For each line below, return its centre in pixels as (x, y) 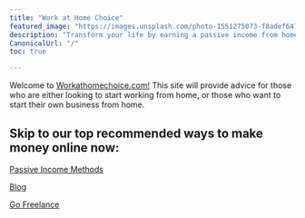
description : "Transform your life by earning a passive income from (144, 35)
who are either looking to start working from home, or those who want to (145, 95)
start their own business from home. (77, 104)
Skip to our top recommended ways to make (136, 133)
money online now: (64, 148)
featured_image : (40, 26)
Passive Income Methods (57, 169)
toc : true (28, 52)
